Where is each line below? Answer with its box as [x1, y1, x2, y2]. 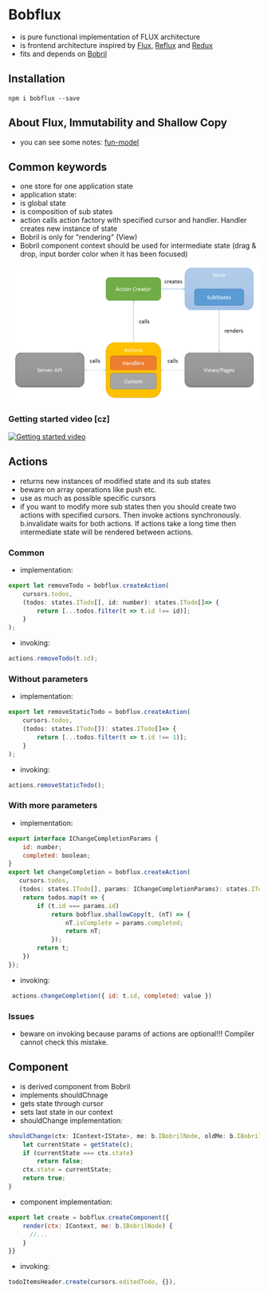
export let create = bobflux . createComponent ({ [8, 1213, 170, 1221]
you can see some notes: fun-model [19, 137, 140, 147]
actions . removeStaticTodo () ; [8, 781, 105, 789]
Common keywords [8, 160, 108, 173]
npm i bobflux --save [8, 94, 81, 102]
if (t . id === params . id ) [37, 902, 120, 910]
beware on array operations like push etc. [19, 485, 157, 494]
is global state [19, 198, 66, 208]
